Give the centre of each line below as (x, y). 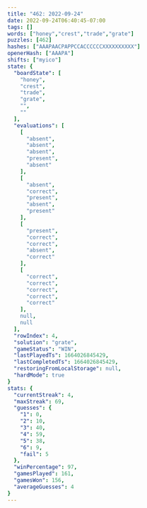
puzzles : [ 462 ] (30, 40)
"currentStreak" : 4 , (44, 395)
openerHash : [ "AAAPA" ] (41, 54)
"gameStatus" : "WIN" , (46, 349)
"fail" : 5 (35, 454)
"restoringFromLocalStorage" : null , (67, 369)
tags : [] (20, 27)
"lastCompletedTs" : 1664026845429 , (66, 362)
